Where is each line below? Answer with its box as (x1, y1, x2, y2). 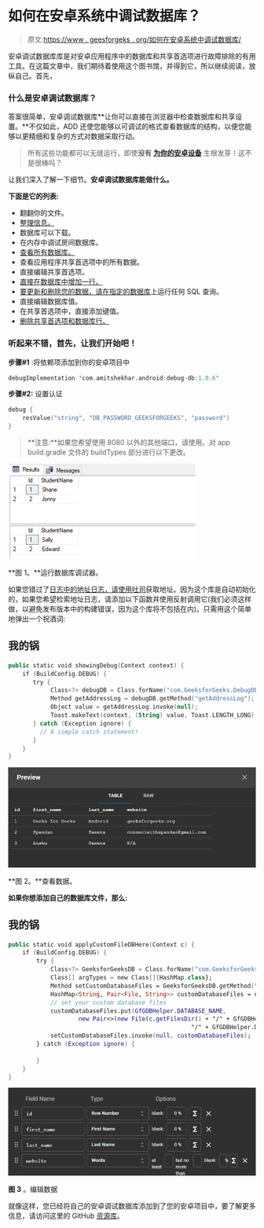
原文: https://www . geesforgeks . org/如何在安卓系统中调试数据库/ (27, 35, 241, 44)
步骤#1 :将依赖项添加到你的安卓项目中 (8, 357, 130, 366)
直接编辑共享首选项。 (19, 267, 89, 277)
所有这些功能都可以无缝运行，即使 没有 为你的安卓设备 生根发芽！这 (27, 149, 245, 158)
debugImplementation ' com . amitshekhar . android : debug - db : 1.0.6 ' (8, 374, 220, 382)
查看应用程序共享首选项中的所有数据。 (19, 257, 144, 267)
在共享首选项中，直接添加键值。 (19, 307, 123, 316)
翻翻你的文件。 (19, 208, 68, 218)
